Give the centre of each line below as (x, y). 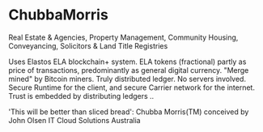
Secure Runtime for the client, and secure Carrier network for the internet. (131, 87)
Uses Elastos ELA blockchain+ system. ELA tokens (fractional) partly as (127, 62)
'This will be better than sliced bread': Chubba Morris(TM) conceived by (129, 112)
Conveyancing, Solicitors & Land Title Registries (88, 45)
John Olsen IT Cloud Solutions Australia (74, 120)
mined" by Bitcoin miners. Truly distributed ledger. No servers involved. (127, 79)
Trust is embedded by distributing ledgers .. (81, 96)
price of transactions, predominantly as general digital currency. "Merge (129, 70)
